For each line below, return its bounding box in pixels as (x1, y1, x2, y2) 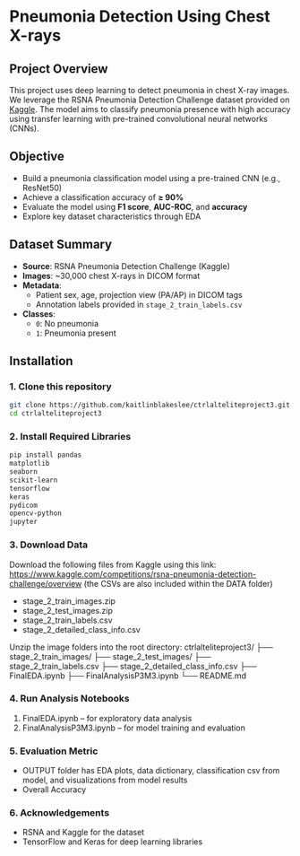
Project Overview (9, 61, 108, 76)
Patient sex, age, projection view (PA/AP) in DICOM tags (35, 289, 244, 300)
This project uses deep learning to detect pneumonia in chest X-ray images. (9, 85, 290, 95)
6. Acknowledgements (9, 807, 110, 819)
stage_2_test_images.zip (21, 605, 114, 616)
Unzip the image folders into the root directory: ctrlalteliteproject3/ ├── (9, 642, 273, 652)
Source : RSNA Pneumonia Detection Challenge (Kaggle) (21, 260, 230, 271)
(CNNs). (9, 123, 39, 134)
